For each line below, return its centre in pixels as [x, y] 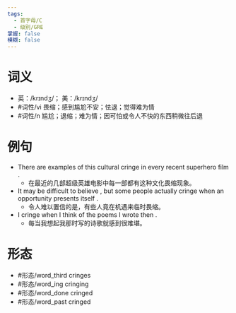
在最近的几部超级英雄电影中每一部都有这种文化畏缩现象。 [112, 183]
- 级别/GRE [29, 27]
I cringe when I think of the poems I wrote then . [87, 215]
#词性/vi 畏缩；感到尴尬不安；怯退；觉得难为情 [86, 107]
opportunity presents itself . [58, 198]
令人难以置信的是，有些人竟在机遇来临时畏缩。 [96, 207]
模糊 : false [24, 40]
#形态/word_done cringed [55, 293]
